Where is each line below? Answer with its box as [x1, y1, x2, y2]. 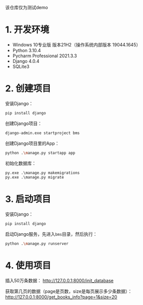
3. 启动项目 [5, 194, 51, 205]
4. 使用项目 [5, 260, 51, 272]
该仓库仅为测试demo [5, 5, 48, 10]
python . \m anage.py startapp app [5, 150, 76, 155]
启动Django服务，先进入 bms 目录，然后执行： [5, 231, 98, 237]
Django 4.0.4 [12, 58, 40, 64]
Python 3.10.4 [12, 47, 41, 53]
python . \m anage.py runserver [5, 241, 69, 246]
